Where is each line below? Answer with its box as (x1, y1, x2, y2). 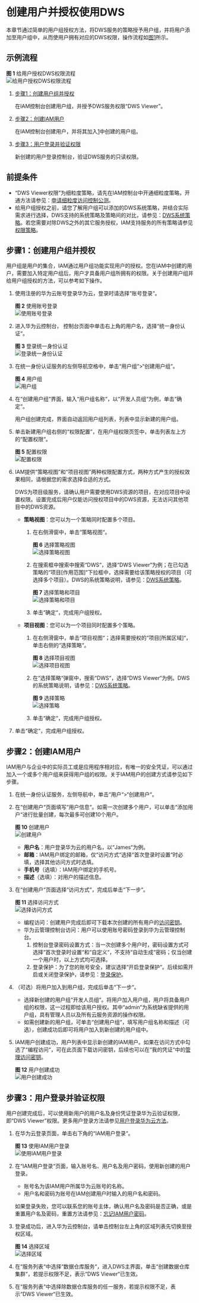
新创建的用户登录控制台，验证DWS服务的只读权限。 (14, 153, 142, 160)
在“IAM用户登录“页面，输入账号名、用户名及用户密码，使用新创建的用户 (14, 1163, 191, 1170)
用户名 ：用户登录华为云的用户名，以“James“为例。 (23, 843, 149, 851)
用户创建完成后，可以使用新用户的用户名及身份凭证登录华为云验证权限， (6, 1110, 183, 1117)
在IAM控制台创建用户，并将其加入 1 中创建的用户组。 (14, 127, 141, 135)
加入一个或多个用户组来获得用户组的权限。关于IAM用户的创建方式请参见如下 (6, 771, 193, 778)
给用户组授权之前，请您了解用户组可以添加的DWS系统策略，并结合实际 (14, 204, 189, 211)
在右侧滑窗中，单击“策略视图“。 (32, 529, 110, 536)
